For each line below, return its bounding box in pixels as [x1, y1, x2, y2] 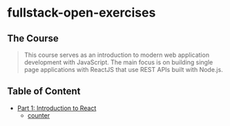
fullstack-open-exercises [7, 5, 156, 21]
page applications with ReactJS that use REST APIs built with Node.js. [23, 66, 223, 73]
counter [27, 111, 50, 119]
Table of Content [7, 85, 81, 98]
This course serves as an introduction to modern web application [23, 51, 209, 59]
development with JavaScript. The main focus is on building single [23, 58, 213, 66]
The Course [7, 33, 59, 44]
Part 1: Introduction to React [17, 104, 97, 112]
